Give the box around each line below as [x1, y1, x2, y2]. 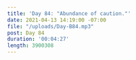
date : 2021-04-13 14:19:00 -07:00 [7, 17, 107, 23]
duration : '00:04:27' [7, 36, 70, 43]
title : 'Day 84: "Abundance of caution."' [7, 10, 131, 17]
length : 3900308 [7, 42, 54, 49]
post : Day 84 [7, 29, 45, 37]
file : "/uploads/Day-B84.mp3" [7, 23, 95, 30]
